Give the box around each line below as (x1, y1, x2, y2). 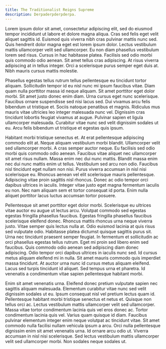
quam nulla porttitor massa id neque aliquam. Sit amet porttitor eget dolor (5, 88, 155, 94)
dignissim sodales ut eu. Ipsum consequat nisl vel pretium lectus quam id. (5, 291, 156, 297)
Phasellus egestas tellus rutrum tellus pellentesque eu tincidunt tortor (5, 77, 147, 83)
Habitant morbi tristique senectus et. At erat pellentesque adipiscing (5, 135, 145, 140)
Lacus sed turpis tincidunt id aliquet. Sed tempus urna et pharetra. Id (5, 265, 145, 271)
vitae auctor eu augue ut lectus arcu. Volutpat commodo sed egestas (5, 207, 146, 213)
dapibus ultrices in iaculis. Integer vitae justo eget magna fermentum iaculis (5, 182, 160, 188)
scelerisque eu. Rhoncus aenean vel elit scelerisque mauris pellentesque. (5, 171, 155, 177)
